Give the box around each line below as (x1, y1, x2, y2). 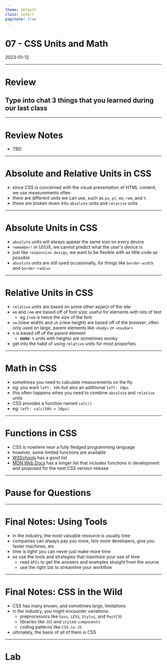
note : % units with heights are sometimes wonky (19, 335, 118, 341)
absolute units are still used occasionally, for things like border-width (12, 260, 154, 266)
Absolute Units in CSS (5, 222, 98, 234)
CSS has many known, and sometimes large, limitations (12, 602, 126, 609)
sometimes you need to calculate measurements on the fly (12, 379, 133, 385)
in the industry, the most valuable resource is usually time (12, 532, 131, 538)
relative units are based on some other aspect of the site (12, 304, 131, 310)
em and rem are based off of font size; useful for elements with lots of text (12, 309, 162, 315)
